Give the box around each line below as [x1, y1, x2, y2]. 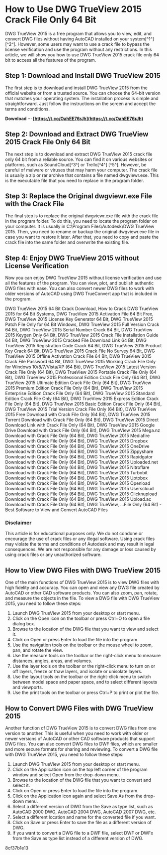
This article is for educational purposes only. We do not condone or [5, 531, 143, 537]
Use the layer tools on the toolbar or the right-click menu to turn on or [12, 663, 156, 669]
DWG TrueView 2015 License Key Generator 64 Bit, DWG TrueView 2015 [5, 316, 153, 322]
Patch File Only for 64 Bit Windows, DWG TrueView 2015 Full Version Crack [5, 321, 160, 327]
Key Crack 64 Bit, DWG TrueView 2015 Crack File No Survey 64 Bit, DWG [5, 348, 155, 354]
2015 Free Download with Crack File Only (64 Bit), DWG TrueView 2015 [5, 412, 151, 418]
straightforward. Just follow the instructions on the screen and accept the [5, 101, 156, 107]
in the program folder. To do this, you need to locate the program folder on [5, 218, 158, 224]
